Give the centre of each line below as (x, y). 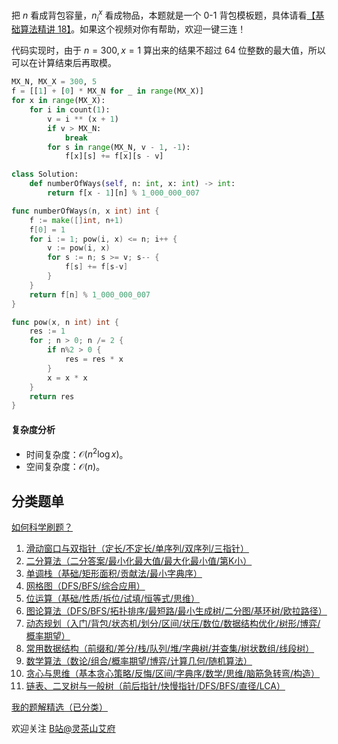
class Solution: (45, 174)
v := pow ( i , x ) (79, 248)
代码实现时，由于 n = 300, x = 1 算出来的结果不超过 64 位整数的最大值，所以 (168, 50)
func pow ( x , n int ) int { (65, 322)
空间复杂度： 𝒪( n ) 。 (65, 467)
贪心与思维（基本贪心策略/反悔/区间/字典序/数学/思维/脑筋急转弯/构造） (173, 673)
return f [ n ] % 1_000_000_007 (90, 294)
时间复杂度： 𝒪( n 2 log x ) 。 (77, 453)
